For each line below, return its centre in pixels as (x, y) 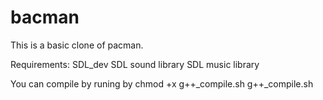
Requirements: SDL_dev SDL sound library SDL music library (135, 64)
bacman (45, 17)
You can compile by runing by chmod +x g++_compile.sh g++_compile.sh (162, 83)
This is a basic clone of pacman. (77, 45)
